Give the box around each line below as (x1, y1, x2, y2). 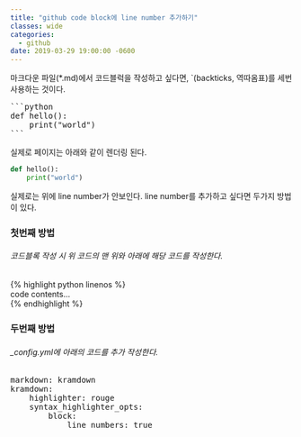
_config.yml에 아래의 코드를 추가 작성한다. (10, 346, 159, 357)
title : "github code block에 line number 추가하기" (10, 13, 199, 23)
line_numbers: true (66, 420, 153, 431)
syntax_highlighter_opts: (29, 402, 144, 413)
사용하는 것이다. (10, 84, 66, 95)
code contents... (10, 289, 71, 299)
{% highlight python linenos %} (10, 279, 127, 289)
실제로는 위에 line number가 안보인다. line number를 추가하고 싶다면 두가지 (10, 190, 275, 201)
